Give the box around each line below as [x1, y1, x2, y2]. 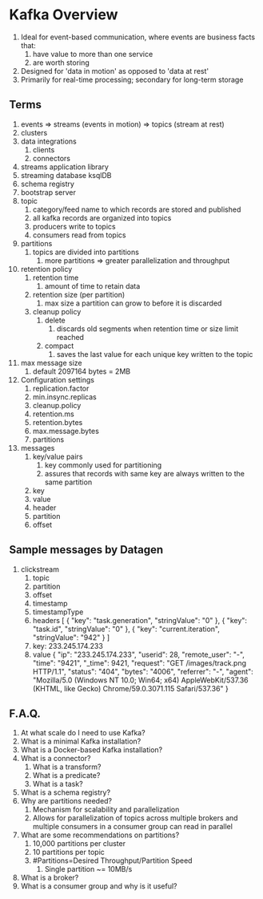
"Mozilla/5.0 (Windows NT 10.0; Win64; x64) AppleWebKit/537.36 [32, 675, 249, 685]
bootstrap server [20, 187, 77, 197]
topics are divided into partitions [32, 247, 139, 257]
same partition [44, 477, 93, 487]
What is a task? [32, 780, 83, 789]
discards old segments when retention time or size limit [56, 323, 239, 334]
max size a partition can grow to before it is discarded [44, 298, 222, 308]
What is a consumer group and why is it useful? [20, 881, 177, 891]
